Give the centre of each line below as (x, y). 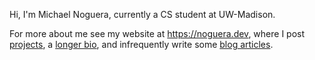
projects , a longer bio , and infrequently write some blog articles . (141, 44)
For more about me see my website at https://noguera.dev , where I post (157, 33)
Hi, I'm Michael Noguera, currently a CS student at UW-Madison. (142, 14)
